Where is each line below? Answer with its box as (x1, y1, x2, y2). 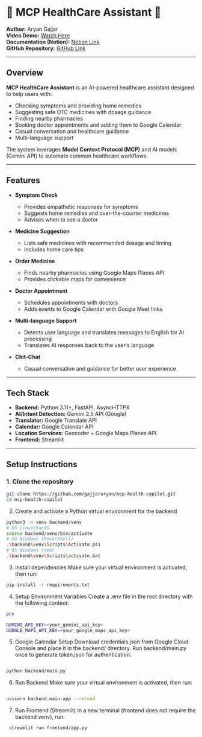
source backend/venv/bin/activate (6, 531, 93, 537)
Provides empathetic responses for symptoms (23, 203, 138, 210)
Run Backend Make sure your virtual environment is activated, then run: (14, 679, 192, 686)
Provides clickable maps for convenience (23, 275, 126, 282)
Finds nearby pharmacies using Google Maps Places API (23, 269, 165, 276)
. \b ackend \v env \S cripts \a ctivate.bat (6, 553, 101, 559)
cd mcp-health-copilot (6, 496, 63, 503)
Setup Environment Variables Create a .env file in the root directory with (14, 593, 193, 600)
